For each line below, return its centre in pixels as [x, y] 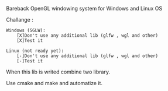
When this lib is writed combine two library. [58, 72]
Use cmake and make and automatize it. [54, 83]
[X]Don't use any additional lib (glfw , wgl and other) [88, 36]
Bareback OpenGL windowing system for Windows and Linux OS [84, 8]
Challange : [20, 20]
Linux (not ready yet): [35, 51]
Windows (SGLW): [26, 30]
